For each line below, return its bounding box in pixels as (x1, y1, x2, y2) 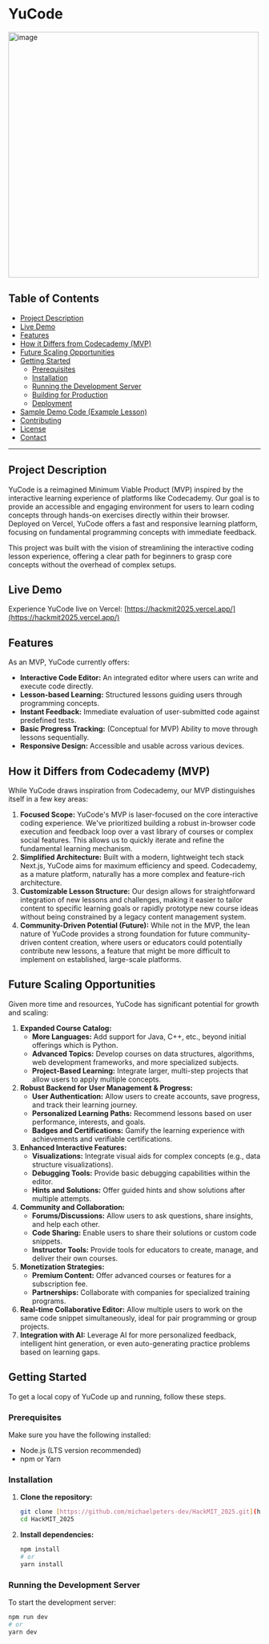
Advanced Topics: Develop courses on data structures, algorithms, (31, 1049, 255, 1058)
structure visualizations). (31, 1159, 114, 1169)
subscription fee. (31, 1279, 88, 1289)
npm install (19, 1545, 60, 1553)
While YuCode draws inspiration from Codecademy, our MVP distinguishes (8, 785, 256, 795)
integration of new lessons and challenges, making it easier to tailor (19, 895, 243, 904)
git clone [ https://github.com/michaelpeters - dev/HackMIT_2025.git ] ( (19, 1508, 258, 1516)
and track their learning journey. (31, 1100, 138, 1110)
